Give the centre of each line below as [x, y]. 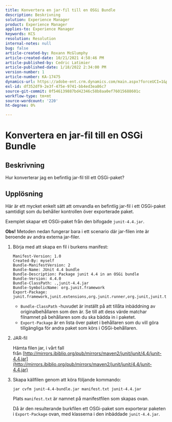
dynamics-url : [20, 82]
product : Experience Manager [36, 24]
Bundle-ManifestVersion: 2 [41, 265]
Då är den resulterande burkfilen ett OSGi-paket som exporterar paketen [89, 408]
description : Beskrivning [33, 15]
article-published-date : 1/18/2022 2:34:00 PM [56, 67]
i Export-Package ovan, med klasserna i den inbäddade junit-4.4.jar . [86, 414]
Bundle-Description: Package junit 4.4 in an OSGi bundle [76, 274]
